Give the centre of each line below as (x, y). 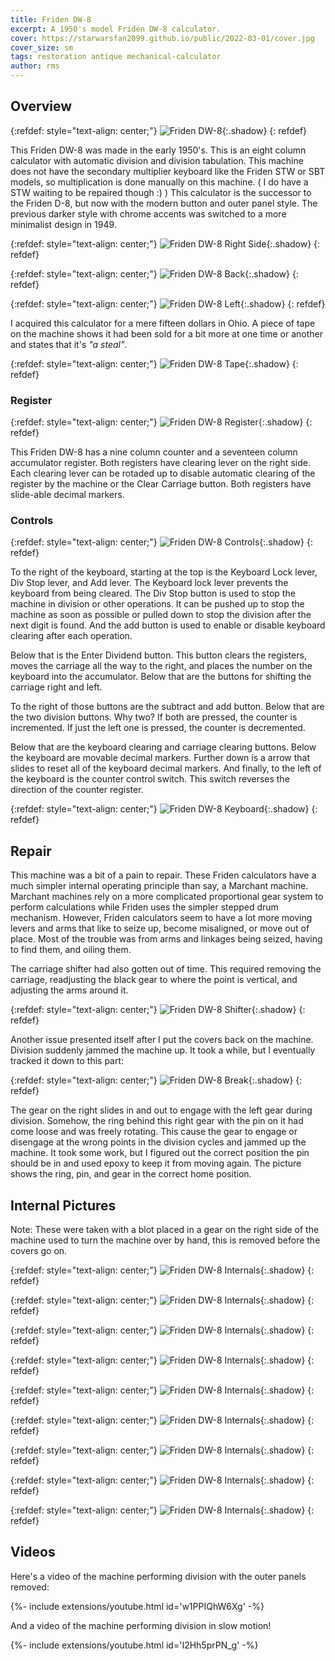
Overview (41, 106)
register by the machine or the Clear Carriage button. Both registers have (161, 484)
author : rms (35, 66)
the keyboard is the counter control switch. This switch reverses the (150, 779)
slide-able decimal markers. (67, 495)
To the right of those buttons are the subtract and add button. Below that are (167, 707)
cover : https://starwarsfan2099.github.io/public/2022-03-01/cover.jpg (162, 38)
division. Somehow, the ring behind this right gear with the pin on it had (157, 1121)
